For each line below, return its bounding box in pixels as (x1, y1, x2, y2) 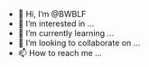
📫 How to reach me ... (17, 48, 102, 58)
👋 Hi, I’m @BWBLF (17, 9, 87, 19)
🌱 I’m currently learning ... (17, 28, 115, 38)
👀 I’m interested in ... (17, 18, 95, 29)
